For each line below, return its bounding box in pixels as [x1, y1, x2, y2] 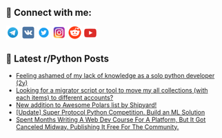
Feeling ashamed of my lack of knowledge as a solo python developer [15, 71, 215, 79]
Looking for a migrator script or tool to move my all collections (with [15, 86, 208, 94]
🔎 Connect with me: [6, 7, 92, 19]
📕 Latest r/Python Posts [6, 53, 110, 65]
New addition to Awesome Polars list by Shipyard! [15, 101, 157, 109]
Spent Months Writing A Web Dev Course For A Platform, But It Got [15, 115, 206, 124]
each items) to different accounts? [15, 93, 114, 101]
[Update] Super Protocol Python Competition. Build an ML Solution [15, 108, 205, 116]
